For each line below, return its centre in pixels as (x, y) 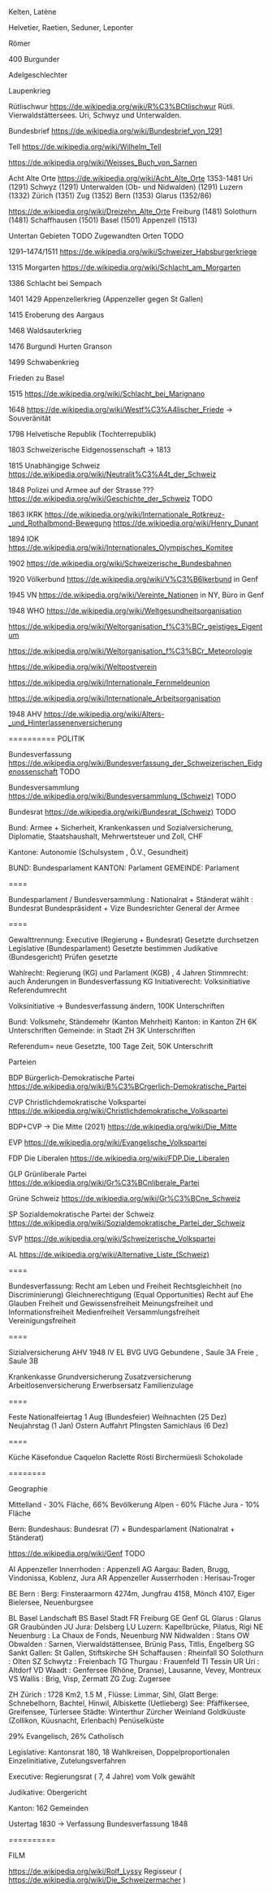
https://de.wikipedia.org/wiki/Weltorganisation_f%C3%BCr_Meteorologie (131, 651)
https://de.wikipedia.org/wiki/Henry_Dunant (186, 523)
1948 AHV (25, 714)
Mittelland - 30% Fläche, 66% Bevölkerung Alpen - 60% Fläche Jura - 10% (134, 1504)
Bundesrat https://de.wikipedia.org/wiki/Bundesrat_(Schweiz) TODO (123, 812)
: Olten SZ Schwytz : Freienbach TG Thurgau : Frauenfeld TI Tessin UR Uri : (134, 1661)
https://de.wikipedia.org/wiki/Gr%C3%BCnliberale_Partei (104, 1182)
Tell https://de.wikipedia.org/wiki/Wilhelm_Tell (85, 147)
